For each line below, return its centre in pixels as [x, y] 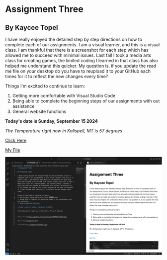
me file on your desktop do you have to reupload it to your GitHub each [78, 71]
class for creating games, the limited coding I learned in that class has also [82, 60]
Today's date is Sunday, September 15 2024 [52, 121]
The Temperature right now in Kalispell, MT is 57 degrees [64, 131]
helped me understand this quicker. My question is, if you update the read [81, 66]
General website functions [39, 111]
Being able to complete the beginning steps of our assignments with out [86, 101]
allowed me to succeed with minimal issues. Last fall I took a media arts [78, 55]
